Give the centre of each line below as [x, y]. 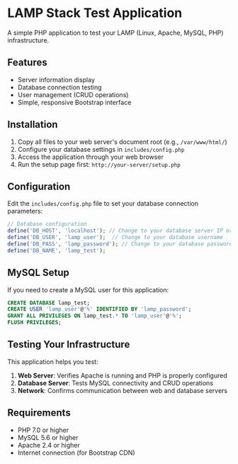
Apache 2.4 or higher [49, 445]
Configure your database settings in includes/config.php [101, 149]
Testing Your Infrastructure [69, 344]
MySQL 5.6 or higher [48, 437]
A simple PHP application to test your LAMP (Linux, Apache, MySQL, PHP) [115, 33]
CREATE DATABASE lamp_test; [49, 303]
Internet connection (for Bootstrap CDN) [76, 453]
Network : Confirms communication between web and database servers [123, 390]
